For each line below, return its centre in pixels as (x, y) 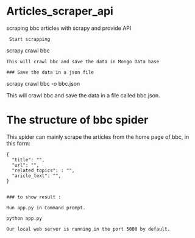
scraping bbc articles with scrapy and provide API (69, 28)
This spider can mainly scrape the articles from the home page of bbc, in (98, 137)
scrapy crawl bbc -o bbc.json (43, 83)
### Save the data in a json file (50, 72)
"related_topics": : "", (43, 170)
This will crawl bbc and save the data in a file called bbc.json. (83, 95)
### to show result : (34, 197)
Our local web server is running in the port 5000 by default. (88, 229)
